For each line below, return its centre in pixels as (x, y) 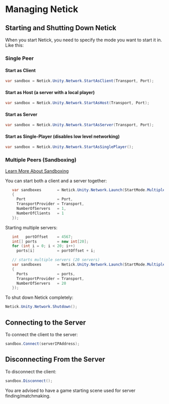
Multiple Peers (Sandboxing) (41, 160)
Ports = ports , (46, 274)
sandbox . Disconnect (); (29, 381)
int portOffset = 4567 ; (42, 237)
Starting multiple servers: (31, 227)
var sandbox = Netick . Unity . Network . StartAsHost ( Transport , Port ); (77, 103)
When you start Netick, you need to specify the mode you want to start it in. (84, 40)
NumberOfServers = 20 (41, 283)
